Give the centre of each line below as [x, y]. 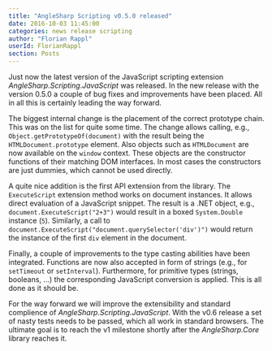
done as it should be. [43, 288]
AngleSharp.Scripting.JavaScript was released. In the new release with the [134, 85]
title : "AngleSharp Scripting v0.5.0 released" [91, 16]
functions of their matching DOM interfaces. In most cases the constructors [135, 162]
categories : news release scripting [70, 31]
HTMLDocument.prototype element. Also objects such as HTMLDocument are [129, 144]
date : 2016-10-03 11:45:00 [54, 24]
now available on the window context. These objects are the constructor [127, 153]
